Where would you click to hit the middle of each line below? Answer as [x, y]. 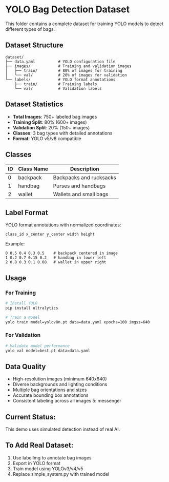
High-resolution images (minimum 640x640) [60, 379]
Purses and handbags [79, 186]
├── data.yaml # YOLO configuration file [60, 62]
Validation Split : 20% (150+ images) [51, 127]
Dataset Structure [35, 45]
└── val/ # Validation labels [58, 88]
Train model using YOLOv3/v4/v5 [48, 469]
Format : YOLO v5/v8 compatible [47, 138]
